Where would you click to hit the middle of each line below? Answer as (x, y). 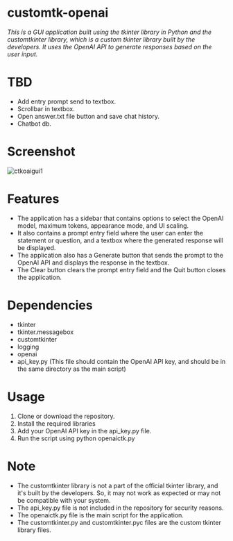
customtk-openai (58, 13)
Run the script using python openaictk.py (76, 438)
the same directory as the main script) (71, 369)
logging (28, 347)
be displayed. (36, 247)
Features (33, 199)
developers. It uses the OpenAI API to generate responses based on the (110, 47)
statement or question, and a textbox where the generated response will (120, 240)
